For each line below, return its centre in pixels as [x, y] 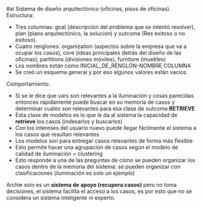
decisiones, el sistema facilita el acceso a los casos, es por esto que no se [99, 191]
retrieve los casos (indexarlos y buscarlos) [69, 121]
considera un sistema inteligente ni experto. [61, 198]
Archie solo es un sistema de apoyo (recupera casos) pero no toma [92, 185]
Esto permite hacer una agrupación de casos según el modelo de [96, 147]
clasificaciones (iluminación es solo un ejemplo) [75, 173]
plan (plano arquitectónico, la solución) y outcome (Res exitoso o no [100, 33]
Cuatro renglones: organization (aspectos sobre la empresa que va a [101, 46]
